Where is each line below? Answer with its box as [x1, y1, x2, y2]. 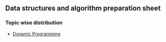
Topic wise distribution [5, 19, 63, 26]
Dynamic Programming [12, 30, 61, 37]
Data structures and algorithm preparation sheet [5, 4, 161, 13]
